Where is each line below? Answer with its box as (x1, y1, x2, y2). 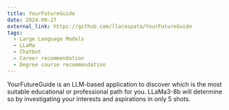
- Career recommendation (13, 55, 85, 62)
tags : (7, 29, 23, 36)
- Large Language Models (13, 36, 85, 43)
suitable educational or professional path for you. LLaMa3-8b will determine (7, 87, 222, 96)
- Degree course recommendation (13, 61, 107, 68)
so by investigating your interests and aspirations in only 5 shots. (7, 94, 191, 103)
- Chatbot (13, 49, 41, 56)
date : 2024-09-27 (7, 16, 57, 23)
